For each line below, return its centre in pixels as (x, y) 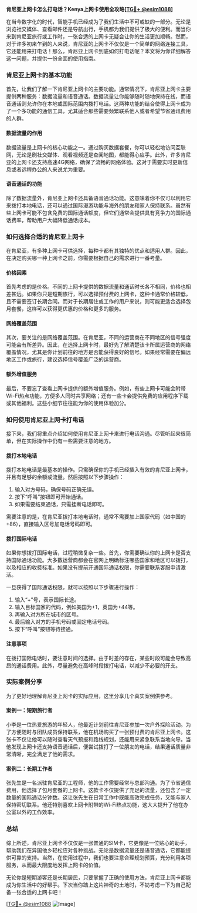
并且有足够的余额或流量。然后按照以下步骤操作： (65, 477)
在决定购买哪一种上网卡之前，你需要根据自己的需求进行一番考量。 (86, 258)
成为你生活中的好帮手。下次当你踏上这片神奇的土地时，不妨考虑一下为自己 (96, 885)
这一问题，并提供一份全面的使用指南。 (52, 58)
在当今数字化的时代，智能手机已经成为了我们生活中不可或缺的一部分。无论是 (98, 22)
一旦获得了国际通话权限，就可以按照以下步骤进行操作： (73, 587)
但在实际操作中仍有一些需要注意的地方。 (65, 441)
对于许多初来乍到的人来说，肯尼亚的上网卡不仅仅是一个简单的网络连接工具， (98, 44)
